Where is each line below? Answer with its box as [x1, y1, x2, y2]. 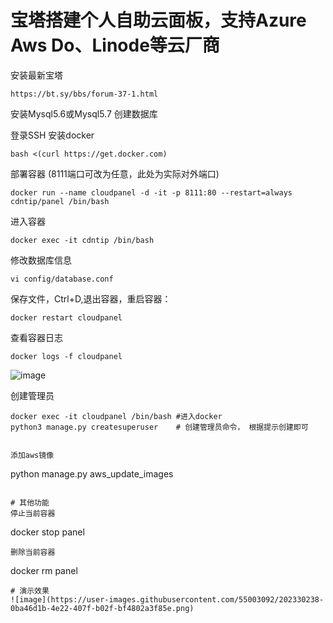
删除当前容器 [10, 547, 56, 557]
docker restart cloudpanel [10, 312, 123, 323]
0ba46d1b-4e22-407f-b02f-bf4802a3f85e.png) [10, 603, 195, 613]
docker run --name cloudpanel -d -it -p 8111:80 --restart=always [10, 187, 293, 198]
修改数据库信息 [10, 254, 72, 266]
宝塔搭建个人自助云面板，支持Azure [10, 9, 307, 32]
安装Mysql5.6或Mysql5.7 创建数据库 [10, 107, 158, 120]
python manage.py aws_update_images [10, 467, 174, 480]
